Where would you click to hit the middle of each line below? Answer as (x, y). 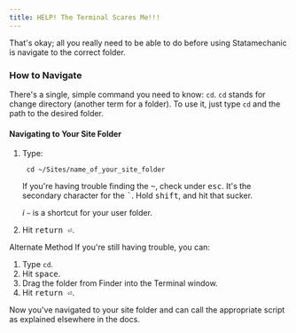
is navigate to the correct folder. (67, 52)
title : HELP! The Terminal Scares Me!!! (85, 17)
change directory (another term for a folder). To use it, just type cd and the (145, 104)
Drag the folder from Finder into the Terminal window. (120, 283)
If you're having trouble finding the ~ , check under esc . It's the (136, 186)
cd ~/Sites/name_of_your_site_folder (96, 170)
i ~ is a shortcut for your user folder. (87, 213)
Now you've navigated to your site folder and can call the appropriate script (147, 310)
